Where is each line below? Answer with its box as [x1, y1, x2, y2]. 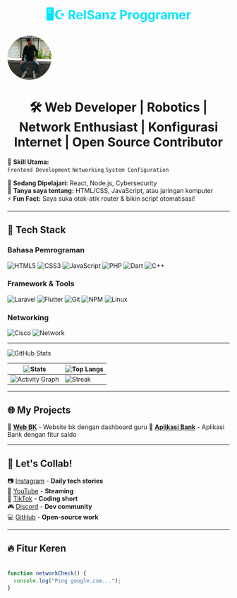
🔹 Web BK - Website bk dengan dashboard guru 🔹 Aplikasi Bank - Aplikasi [7, 423, 225, 431]
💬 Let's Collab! [7, 457, 73, 469]
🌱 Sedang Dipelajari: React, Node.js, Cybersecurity [7, 179, 157, 187]
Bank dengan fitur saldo [7, 430, 77, 439]
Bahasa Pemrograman [7, 245, 85, 255]
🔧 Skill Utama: [7, 158, 49, 166]
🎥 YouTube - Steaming [7, 487, 74, 496]
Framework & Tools [7, 279, 75, 288]
